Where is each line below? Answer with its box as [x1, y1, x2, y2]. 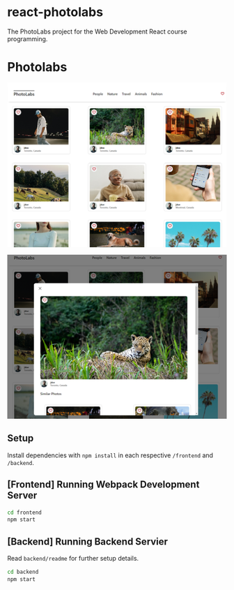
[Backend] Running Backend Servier [7, 536, 169, 547]
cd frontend [7, 509, 42, 516]
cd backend [7, 568, 39, 576]
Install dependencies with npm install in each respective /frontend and [7, 451, 214, 459]
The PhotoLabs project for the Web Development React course [7, 27, 187, 36]
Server [7, 489, 38, 501]
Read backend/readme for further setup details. [7, 554, 139, 563]
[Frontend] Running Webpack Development [7, 479, 200, 491]
